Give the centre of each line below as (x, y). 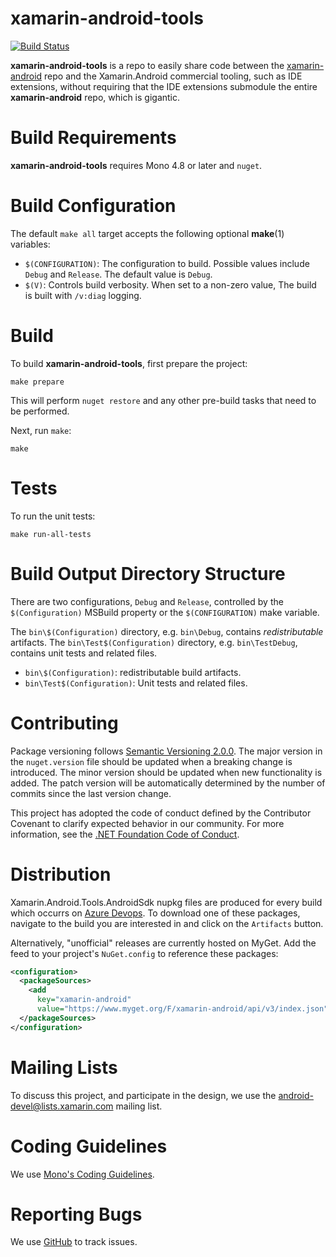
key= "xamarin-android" (84, 1000)
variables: (30, 244)
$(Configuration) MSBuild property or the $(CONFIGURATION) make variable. (165, 612)
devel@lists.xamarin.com (62, 1106)
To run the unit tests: (53, 516)
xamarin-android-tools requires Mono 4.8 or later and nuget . (136, 165)
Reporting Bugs (76, 1214)
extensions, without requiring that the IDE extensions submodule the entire (164, 86)
